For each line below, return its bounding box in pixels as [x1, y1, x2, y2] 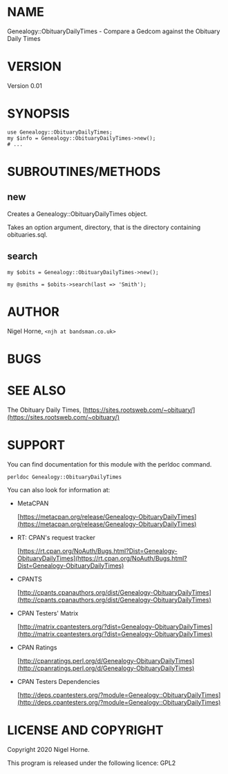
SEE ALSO [7, 382, 66, 398]
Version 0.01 [7, 81, 43, 90]
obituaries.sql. [7, 230, 48, 239]
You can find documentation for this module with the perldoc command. [7, 460, 212, 468]
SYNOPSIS [7, 106, 70, 122]
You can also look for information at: [7, 485, 111, 494]
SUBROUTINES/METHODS [7, 164, 161, 179]
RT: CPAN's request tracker [17, 533, 95, 541]
